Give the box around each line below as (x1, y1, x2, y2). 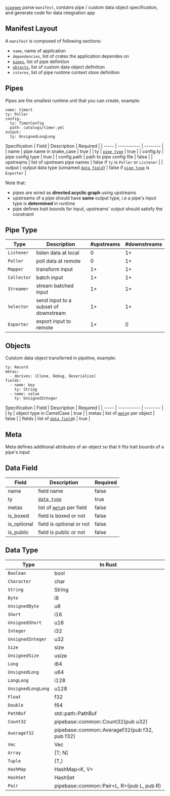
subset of (36, 303, 59, 310)
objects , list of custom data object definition (12, 63, 105, 70)
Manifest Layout (5, 24, 58, 33)
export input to (36, 318, 71, 325)
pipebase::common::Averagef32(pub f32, (54, 726, 153, 733)
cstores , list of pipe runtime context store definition (12, 69, 120, 75)
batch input (36, 274, 63, 281)
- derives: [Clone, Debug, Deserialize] (10, 374, 96, 379)
